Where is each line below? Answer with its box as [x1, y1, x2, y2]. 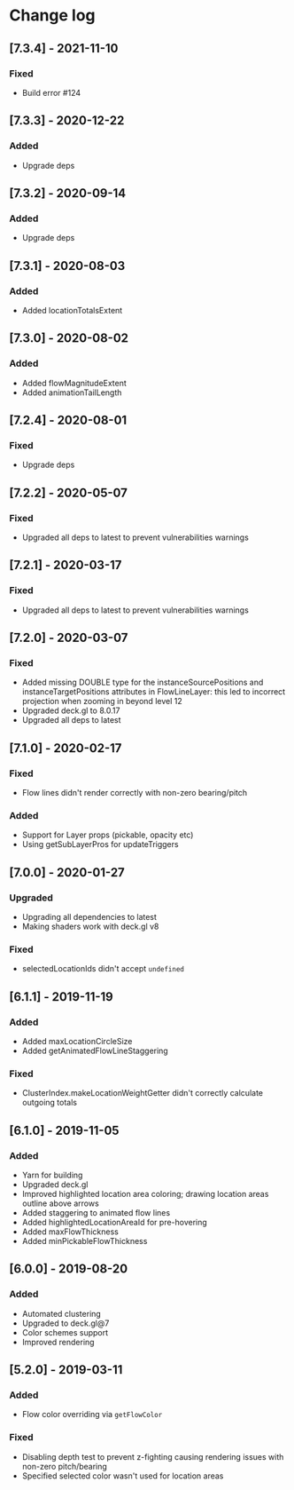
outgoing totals [21, 1098, 78, 1108]
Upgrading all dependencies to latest [21, 912, 158, 923]
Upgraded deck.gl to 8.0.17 [21, 705, 120, 716]
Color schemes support [21, 1327, 109, 1337]
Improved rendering [21, 1336, 95, 1347]
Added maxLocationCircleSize [21, 1036, 133, 1047]
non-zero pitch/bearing [21, 1461, 108, 1471]
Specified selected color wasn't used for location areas [21, 1470, 224, 1481]
